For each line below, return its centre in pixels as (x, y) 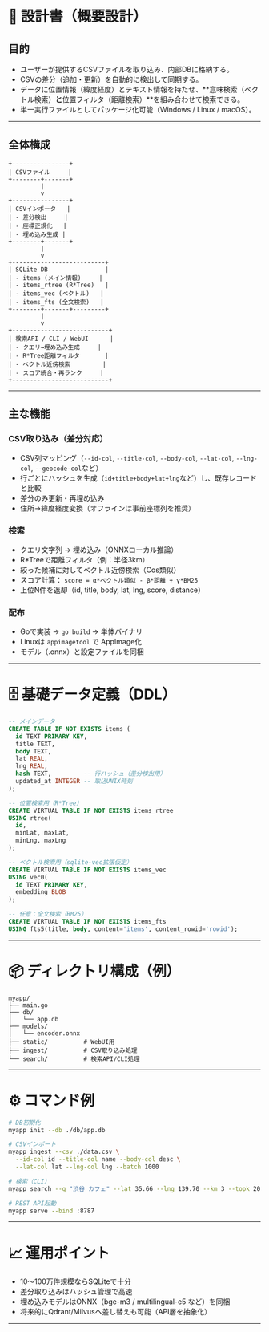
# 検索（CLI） (29, 1181)
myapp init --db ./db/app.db (57, 1130)
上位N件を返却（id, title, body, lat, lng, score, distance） (112, 590)
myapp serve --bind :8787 (51, 1211)
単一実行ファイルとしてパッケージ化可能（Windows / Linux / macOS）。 (138, 110)
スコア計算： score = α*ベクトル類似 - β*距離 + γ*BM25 (109, 579)
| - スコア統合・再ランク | (56, 373)
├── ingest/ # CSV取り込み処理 (73, 1050)
